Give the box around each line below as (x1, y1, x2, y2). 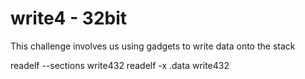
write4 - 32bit (10, 7, 128, 30)
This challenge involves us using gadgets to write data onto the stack (10, 40, 296, 52)
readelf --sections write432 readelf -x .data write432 (10, 59, 230, 71)
